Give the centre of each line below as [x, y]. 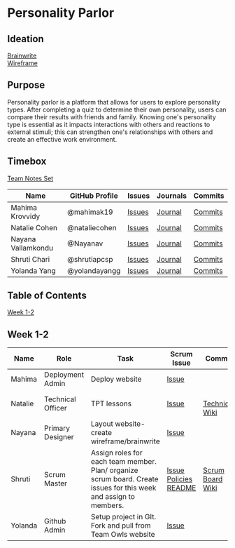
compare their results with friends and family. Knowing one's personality [112, 116]
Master [56, 483]
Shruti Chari [30, 259]
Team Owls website [123, 535]
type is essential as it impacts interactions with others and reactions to [109, 124]
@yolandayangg [94, 270]
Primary [57, 428]
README [181, 488]
